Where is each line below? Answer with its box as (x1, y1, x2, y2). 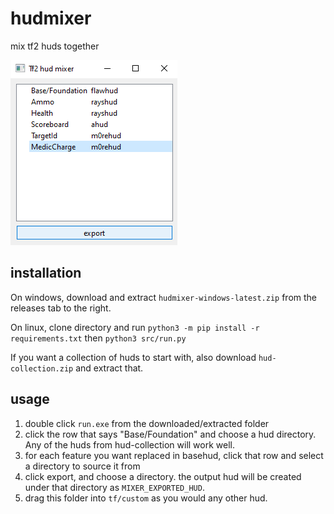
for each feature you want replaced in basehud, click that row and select (24, 449, 324, 461)
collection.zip (10, 363, 74, 374)
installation (10, 265, 82, 282)
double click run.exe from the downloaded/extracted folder (24, 417, 270, 429)
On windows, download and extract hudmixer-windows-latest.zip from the (10, 291, 318, 303)
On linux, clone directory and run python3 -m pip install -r (10, 321, 260, 333)
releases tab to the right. (10, 302, 112, 314)
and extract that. (75, 362, 144, 374)
